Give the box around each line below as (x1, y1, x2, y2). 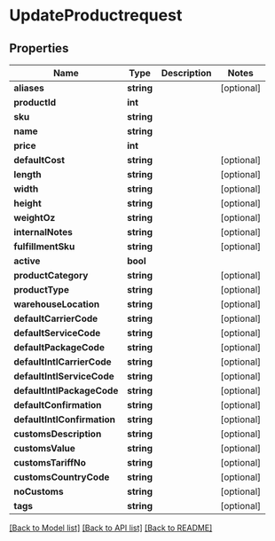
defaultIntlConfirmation (13, 413, 116, 426)
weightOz (13, 212, 56, 223)
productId (13, 97, 56, 108)
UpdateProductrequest (9, 5, 183, 26)
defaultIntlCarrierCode (13, 356, 113, 368)
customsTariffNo (13, 457, 87, 468)
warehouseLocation (13, 298, 100, 310)
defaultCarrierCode (13, 312, 98, 325)
